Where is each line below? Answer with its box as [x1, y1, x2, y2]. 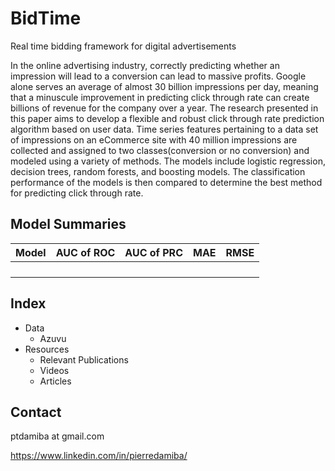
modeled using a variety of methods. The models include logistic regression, [10, 155, 326, 167]
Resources [24, 343, 70, 355]
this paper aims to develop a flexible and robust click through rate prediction [10, 112, 325, 124]
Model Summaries [10, 216, 127, 233]
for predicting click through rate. [10, 187, 144, 199]
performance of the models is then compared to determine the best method [10, 176, 323, 188]
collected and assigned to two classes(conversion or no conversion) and [10, 144, 310, 156]
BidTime [10, 7, 82, 30]
